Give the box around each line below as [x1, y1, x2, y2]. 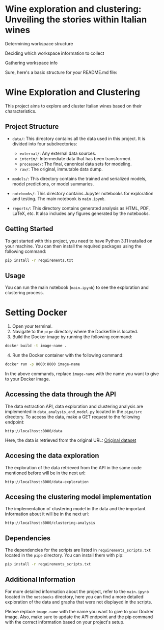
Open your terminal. [12, 323, 53, 329]
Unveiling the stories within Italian [5, 14, 147, 25]
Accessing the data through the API [5, 390, 116, 399]
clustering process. [5, 290, 44, 296]
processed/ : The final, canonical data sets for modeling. [19, 161, 132, 167]
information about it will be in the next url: [5, 511, 89, 517]
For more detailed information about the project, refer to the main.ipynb [5, 588, 149, 595]
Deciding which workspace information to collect [5, 50, 105, 56]
